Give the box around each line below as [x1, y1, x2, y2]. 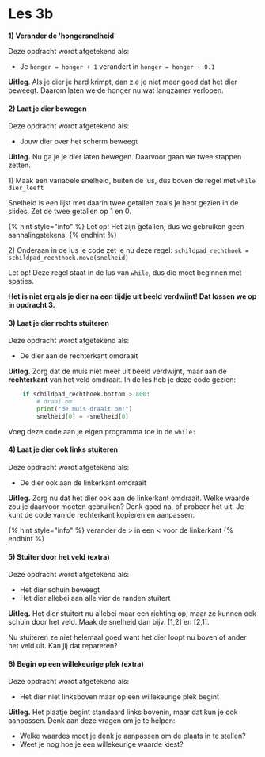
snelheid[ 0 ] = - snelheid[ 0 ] [36, 412, 129, 420]
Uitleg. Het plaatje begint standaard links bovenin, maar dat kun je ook [8, 707, 238, 717]
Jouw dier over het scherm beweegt [19, 136, 138, 147]
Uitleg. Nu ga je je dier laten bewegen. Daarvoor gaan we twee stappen [8, 152, 242, 162]
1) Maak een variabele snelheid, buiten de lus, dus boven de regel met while [8, 176, 256, 185]
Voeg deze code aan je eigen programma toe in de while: [8, 426, 196, 436]
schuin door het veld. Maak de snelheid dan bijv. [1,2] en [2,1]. [8, 617, 210, 627]
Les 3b [8, 5, 54, 23]
